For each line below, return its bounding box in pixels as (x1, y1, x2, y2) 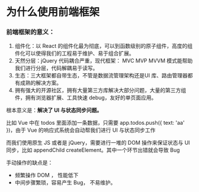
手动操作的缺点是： (6, 159, 53, 166)
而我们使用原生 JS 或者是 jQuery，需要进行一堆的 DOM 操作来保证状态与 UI (6, 139, 191, 147)
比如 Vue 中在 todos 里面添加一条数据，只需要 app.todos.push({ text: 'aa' (6, 119, 185, 126)
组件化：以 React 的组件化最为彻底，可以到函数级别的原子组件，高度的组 (14, 43, 193, 50)
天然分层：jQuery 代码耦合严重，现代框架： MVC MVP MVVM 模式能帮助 (14, 57, 193, 64)
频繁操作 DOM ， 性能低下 (14, 172, 79, 179)
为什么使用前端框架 (6, 5, 100, 19)
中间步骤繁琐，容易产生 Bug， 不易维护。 (14, 179, 116, 186)
